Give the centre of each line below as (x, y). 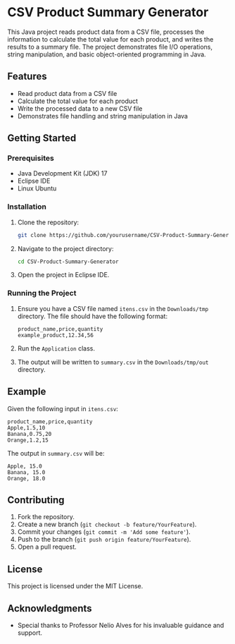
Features (27, 77)
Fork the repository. (46, 517)
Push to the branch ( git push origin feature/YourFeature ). (104, 540)
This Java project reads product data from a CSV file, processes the (106, 32)
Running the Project (42, 293)
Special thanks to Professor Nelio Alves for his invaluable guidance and (121, 626)
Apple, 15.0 (25, 466)
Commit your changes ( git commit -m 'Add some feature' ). (104, 532)
